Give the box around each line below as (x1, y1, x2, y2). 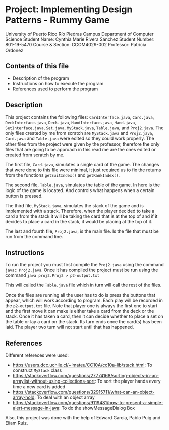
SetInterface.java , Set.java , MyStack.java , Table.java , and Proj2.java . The (5, 125, 164, 131)
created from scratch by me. (5, 152, 65, 158)
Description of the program (12, 75, 69, 81)
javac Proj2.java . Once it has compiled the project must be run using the (5, 267, 158, 273)
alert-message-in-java (12, 405, 60, 411)
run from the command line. (5, 233, 63, 240)
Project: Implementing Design (5, 4, 133, 15)
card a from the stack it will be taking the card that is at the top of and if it (5, 213, 158, 219)
